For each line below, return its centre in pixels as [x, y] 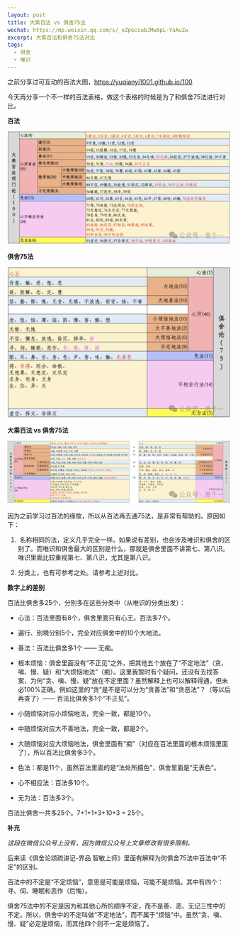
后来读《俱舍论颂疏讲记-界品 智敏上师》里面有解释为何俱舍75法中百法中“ [114, 857]
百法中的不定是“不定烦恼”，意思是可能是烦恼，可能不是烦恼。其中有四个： [116, 882]
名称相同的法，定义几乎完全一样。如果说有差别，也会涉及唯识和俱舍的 [122, 540]
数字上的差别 [26, 587]
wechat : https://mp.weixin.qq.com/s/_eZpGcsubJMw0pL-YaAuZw [98, 30]
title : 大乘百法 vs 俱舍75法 [47, 22]
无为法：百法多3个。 [47, 797]
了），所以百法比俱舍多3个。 [58, 752]
